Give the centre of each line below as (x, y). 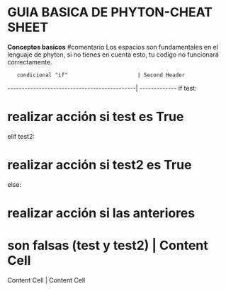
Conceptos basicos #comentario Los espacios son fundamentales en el (113, 47)
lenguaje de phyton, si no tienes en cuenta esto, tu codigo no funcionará (113, 55)
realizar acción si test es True (96, 117)
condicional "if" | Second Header (101, 75)
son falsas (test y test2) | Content (108, 246)
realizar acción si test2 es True (100, 165)
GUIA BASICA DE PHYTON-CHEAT (110, 12)
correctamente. (30, 62)
